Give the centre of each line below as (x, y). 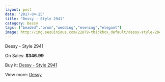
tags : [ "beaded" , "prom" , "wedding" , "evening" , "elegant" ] (63, 28)
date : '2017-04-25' (25, 14)
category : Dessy (22, 23)
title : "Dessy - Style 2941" (35, 19)
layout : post (18, 10)
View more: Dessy (24, 74)
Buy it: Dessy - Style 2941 (31, 65)
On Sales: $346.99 (25, 56)
